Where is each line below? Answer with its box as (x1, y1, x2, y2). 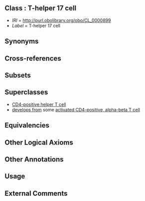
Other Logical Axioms (4, 138, 73, 146)
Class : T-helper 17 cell (4, 4, 77, 12)
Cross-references (4, 54, 62, 62)
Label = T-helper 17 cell (11, 22, 61, 28)
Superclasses (4, 88, 48, 96)
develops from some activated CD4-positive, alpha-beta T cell (11, 106, 141, 112)
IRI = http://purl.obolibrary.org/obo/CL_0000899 (11, 17, 111, 23)
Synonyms (4, 37, 39, 45)
